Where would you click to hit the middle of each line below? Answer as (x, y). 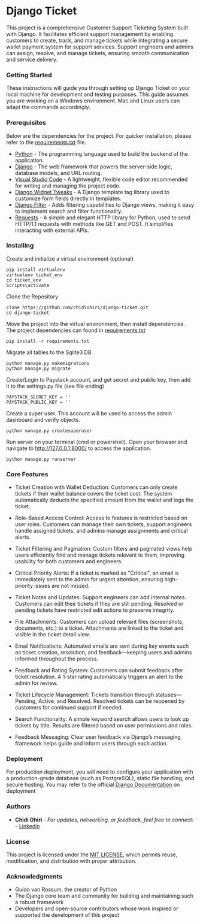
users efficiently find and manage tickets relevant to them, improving (99, 555)
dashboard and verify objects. (43, 419)
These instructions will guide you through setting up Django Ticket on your (98, 88)
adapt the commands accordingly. (49, 107)
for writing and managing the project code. (68, 185)
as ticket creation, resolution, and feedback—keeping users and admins (103, 653)
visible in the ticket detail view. (53, 635)
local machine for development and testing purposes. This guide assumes (97, 95)
